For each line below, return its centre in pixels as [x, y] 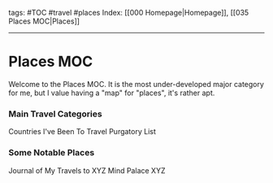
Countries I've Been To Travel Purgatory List [82, 132]
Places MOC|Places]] [44, 21]
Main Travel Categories [56, 114]
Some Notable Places [52, 153]
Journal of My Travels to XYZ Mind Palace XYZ [87, 170]
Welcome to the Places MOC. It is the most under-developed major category [136, 84]
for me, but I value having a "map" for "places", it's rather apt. [112, 93]
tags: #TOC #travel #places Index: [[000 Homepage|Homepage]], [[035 [129, 13]
